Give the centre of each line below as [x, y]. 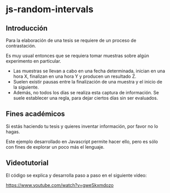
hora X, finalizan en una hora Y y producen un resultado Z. [75, 76]
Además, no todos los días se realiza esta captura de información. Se [86, 92]
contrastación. [21, 46]
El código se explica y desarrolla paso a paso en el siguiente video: [76, 175]
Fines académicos [35, 114]
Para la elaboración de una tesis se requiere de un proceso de [71, 40]
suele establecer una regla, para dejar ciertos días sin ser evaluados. [86, 98]
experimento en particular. [33, 61]
